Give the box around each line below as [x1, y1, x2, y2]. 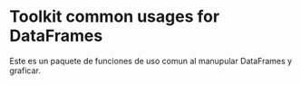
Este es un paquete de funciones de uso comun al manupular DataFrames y [9, 55, 293, 66]
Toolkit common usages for [9, 6, 220, 27]
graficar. [9, 65, 41, 76]
